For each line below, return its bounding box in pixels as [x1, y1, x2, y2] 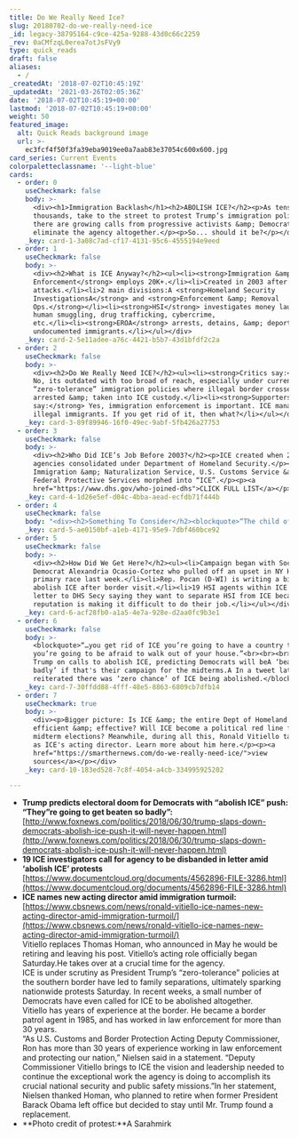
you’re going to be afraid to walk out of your [32, 650, 213, 659]
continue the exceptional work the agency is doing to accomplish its [21, 1071, 271, 1082]
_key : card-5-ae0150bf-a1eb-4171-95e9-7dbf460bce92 [25, 525, 220, 534]
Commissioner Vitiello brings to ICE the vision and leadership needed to [21, 1062, 285, 1072]
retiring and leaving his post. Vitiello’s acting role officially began [21, 949, 257, 959]
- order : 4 [17, 501, 58, 509]
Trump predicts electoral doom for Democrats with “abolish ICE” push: [21, 797, 288, 808]
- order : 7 [17, 691, 58, 700]
